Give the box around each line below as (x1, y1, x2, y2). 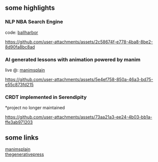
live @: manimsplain (5, 67, 45, 73)
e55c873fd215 (5, 81, 34, 87)
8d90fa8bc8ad (5, 44, 35, 50)
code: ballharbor (5, 29, 38, 35)
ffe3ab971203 (5, 119, 33, 125)
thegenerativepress (5, 151, 44, 157)
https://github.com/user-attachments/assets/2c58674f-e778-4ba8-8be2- (5, 39, 153, 45)
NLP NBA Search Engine (5, 18, 63, 25)
